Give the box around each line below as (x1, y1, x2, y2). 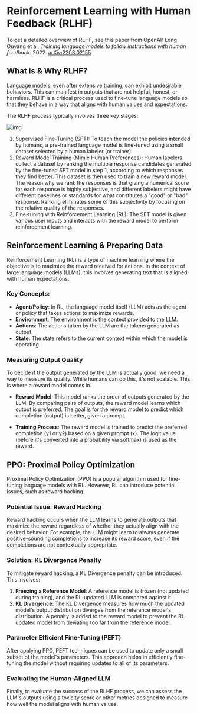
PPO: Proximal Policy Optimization (6, 460, 135, 470)
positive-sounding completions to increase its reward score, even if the (6, 535, 180, 542)
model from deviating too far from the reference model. (37, 619, 172, 626)
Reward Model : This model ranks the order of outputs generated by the (15, 393, 189, 400)
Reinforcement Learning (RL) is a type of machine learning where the (6, 256, 175, 263)
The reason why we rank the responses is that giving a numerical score (15, 179, 189, 186)
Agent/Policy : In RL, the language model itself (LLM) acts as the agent (15, 303, 187, 310)
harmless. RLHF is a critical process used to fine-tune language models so (6, 94, 188, 101)
